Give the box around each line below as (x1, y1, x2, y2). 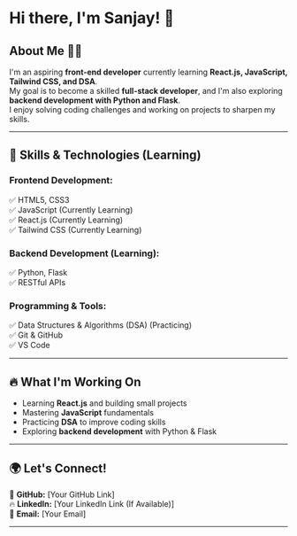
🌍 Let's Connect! (9, 461, 108, 477)
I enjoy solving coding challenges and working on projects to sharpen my (9, 105, 276, 114)
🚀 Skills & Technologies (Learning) (9, 148, 202, 163)
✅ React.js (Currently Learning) (9, 214, 124, 225)
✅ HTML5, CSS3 (9, 194, 70, 205)
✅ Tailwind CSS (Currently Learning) (9, 224, 142, 235)
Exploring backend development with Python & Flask (21, 426, 217, 437)
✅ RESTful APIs (9, 276, 66, 287)
